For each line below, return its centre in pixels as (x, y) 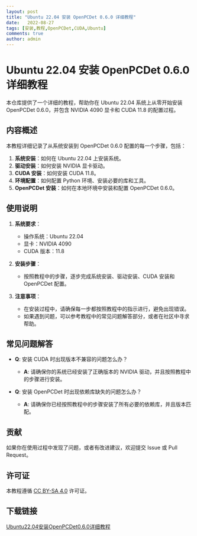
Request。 (19, 455)
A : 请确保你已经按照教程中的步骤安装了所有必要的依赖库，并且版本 (105, 404)
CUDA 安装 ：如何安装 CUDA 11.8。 (57, 173)
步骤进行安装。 (47, 379)
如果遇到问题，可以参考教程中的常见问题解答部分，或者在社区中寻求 (106, 316)
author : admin (24, 39)
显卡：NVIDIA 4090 (48, 244)
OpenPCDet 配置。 (46, 283)
